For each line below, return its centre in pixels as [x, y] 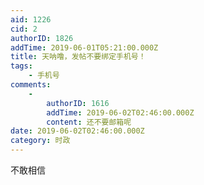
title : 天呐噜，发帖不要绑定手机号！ [78, 57]
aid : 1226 [31, 19]
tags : [21, 66]
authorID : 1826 [42, 38]
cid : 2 [24, 29]
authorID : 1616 [78, 103]
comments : [31, 85]
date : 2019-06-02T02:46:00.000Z [77, 131]
